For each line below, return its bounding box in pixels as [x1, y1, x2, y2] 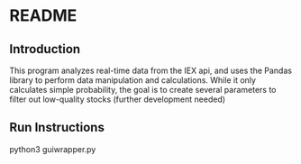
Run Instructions [9, 120, 105, 135]
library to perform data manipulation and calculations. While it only [9, 75, 257, 86]
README [9, 5, 78, 26]
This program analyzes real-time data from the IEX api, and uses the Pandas [9, 65, 293, 76]
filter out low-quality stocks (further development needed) [9, 94, 226, 105]
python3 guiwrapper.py [9, 143, 96, 154]
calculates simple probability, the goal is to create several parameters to [9, 85, 277, 95]
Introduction [9, 41, 81, 57]
